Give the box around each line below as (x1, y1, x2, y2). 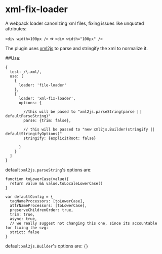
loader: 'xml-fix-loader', (18, 96, 76, 101)
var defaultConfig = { (5, 194, 53, 199)
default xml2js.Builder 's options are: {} (5, 243, 89, 249)
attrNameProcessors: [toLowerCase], (10, 203, 87, 208)
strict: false (10, 229, 39, 235)
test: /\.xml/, (10, 69, 42, 74)
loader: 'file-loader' (18, 82, 67, 88)
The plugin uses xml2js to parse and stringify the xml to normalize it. (5, 45, 148, 51)
